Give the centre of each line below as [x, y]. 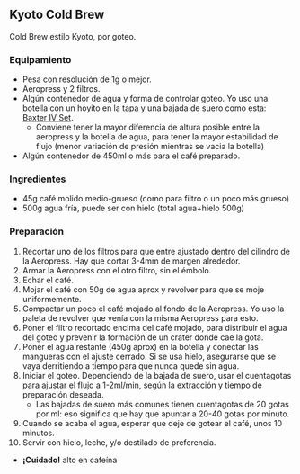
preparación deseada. [63, 394]
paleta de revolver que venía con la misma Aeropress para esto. [140, 317]
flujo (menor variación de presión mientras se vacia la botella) [150, 147]
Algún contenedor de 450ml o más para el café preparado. [131, 156]
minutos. [39, 433]
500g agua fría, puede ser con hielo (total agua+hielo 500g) [133, 208]
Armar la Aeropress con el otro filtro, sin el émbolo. [117, 270]
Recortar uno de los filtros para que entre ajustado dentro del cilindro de [156, 251]
